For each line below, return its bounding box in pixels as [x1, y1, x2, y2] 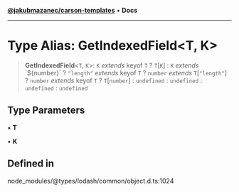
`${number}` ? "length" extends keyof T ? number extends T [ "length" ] [24, 68, 228, 77]
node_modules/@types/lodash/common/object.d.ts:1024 [7, 176, 174, 185]
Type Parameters [7, 105, 85, 117]
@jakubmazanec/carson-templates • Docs [7, 6, 138, 14]
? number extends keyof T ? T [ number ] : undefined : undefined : [24, 76, 203, 85]
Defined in [7, 158, 55, 170]
